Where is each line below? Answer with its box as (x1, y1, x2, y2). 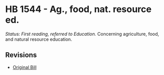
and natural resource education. (5, 36, 73, 42)
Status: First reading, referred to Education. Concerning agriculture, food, (5, 31, 159, 37)
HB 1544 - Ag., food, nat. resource (5, 4, 152, 15)
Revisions (5, 51, 37, 59)
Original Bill (12, 64, 37, 70)
